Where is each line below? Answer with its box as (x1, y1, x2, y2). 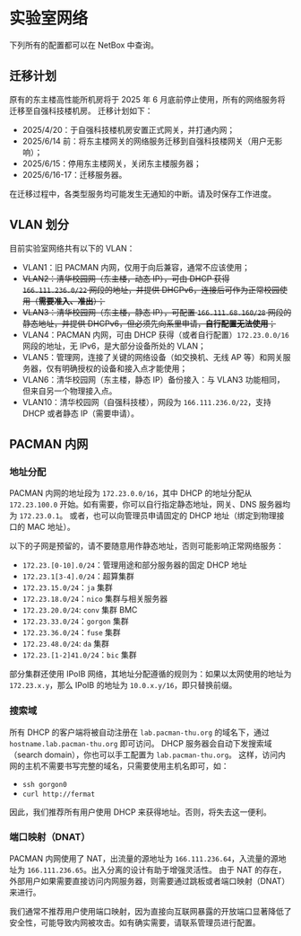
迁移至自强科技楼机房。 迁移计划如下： (9, 105, 153, 116)
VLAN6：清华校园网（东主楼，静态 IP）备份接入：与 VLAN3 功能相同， (21, 374, 285, 384)
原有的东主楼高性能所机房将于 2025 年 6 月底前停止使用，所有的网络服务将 (9, 93, 286, 104)
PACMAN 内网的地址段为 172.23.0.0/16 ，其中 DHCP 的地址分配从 (9, 488, 253, 499)
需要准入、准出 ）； (38, 296, 106, 306)
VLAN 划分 (9, 217, 70, 233)
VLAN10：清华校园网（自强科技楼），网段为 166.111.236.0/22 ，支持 (21, 396, 271, 407)
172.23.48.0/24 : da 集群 (21, 639, 110, 649)
